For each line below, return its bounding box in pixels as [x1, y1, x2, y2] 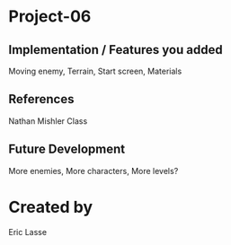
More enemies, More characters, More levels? [8, 165, 179, 176]
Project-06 [8, 6, 92, 27]
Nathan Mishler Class [8, 115, 88, 127]
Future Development [8, 142, 126, 157]
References [8, 92, 75, 107]
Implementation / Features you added [8, 42, 223, 57]
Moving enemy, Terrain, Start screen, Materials [8, 66, 182, 76]
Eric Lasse [8, 226, 47, 237]
